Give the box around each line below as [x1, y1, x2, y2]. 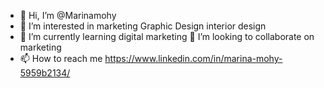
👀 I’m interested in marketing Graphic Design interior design [19, 20, 267, 32]
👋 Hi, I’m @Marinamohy [19, 10, 117, 21]
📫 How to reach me [19, 53, 103, 64]
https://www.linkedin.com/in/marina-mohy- [104, 53, 283, 64]
